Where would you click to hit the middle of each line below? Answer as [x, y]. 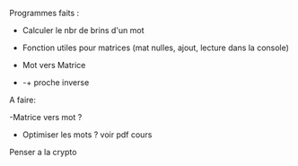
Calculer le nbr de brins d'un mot [83, 30]
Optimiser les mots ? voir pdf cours [87, 135]
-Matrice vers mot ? [46, 117]
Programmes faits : [44, 13]
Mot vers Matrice [54, 65]
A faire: [23, 100]
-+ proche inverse [56, 83]
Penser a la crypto [43, 152]
